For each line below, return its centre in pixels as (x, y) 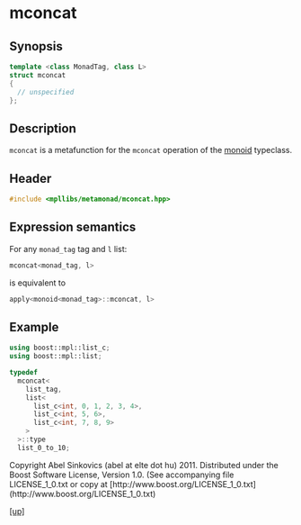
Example (34, 327)
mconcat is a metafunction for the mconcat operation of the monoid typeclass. (151, 150)
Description (43, 128)
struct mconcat (38, 75)
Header (31, 178)
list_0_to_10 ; (44, 448)
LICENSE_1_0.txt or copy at (58, 484)
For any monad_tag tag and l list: (68, 249)
